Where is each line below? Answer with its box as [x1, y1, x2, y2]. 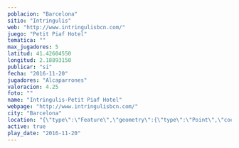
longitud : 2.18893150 [7, 57, 72, 64]
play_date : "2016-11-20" [7, 129, 81, 137]
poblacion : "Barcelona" [7, 10, 78, 18]
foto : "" [7, 90, 33, 97]
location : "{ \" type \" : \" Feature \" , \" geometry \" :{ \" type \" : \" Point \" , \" [7, 116, 225, 123]
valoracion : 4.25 [7, 83, 59, 90]
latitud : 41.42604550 [7, 51, 72, 58]
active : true [7, 122, 46, 130]
